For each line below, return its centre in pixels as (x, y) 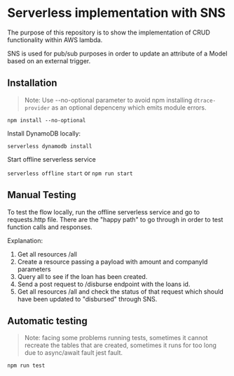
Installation (32, 83)
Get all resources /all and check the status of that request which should (121, 291)
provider (37, 108)
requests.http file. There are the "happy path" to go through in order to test (115, 219)
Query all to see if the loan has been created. (82, 276)
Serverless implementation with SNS (117, 13)
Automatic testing (47, 321)
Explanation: (25, 240)
